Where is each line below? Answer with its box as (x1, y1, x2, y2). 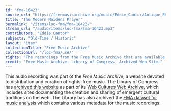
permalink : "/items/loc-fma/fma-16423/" (5, 21, 93, 27)
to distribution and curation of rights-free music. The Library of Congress (5, 79, 159, 85)
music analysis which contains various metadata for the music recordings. (5, 100, 161, 106)
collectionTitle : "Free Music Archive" (5, 45, 90, 50)
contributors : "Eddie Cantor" (5, 31, 70, 36)
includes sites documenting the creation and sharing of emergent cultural (5, 89, 159, 95)
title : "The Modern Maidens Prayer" (5, 17, 83, 22)
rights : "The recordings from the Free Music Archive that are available (5, 54, 165, 60)
